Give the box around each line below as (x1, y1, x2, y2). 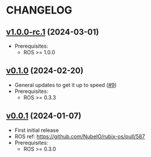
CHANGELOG (6, 4, 72, 17)
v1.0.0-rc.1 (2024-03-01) (6, 27, 99, 37)
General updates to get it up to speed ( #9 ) (14, 81, 117, 88)
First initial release (14, 126, 59, 133)
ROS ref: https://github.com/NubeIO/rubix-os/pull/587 (14, 133, 145, 140)
